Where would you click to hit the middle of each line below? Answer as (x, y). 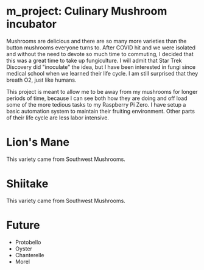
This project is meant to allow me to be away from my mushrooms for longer (102, 91)
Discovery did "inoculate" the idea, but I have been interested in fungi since (101, 67)
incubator (31, 24)
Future (23, 225)
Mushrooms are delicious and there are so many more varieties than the (97, 41)
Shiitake (27, 184)
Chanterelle (30, 255)
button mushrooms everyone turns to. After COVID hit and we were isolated (101, 48)
